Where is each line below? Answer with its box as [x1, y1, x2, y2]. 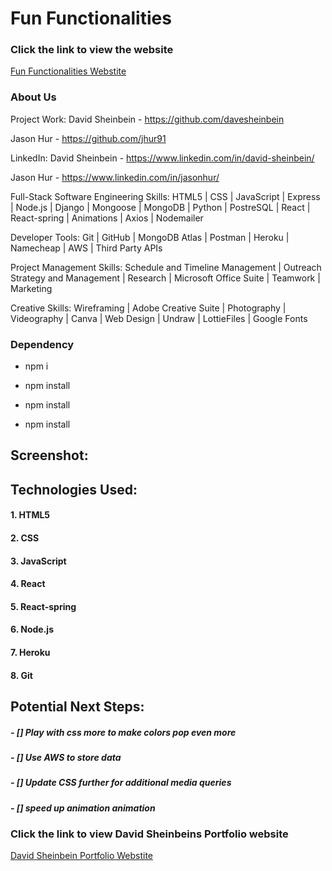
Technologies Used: [10, 481, 138, 498]
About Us [10, 90, 57, 104]
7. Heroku [10, 647, 51, 659]
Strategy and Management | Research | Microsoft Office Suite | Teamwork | [10, 272, 321, 284]
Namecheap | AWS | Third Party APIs [10, 242, 163, 254]
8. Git [10, 669, 33, 681]
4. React [10, 578, 46, 590]
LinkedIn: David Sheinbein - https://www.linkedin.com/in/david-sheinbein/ [10, 152, 315, 164]
